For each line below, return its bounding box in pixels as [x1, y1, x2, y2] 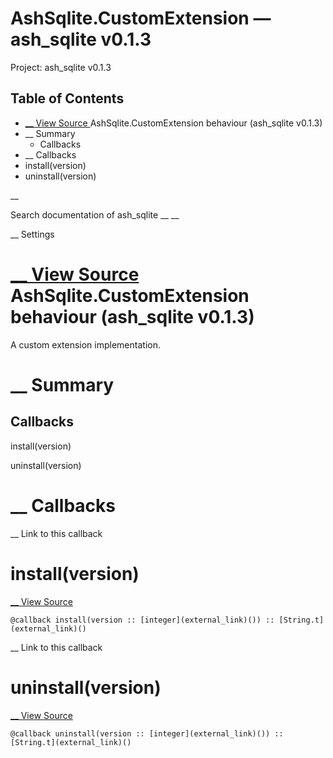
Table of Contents [10, 90, 125, 107]
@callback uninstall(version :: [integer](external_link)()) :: [10, 728, 284, 739]
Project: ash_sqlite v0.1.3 [10, 61, 112, 73]
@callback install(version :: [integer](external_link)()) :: [10, 615, 275, 625]
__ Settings [10, 228, 55, 240]
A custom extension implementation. [10, 338, 161, 351]
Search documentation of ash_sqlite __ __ [10, 208, 180, 221]
